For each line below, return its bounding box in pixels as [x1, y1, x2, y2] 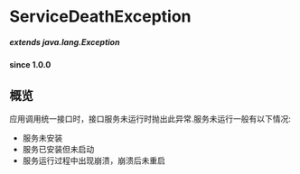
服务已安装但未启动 [22, 143, 95, 154]
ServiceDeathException [9, 6, 192, 27]
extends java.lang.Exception [9, 36, 120, 47]
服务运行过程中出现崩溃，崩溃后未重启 [22, 155, 165, 166]
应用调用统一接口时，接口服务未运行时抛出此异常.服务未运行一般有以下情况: [9, 113, 292, 124]
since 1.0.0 [9, 60, 52, 70]
